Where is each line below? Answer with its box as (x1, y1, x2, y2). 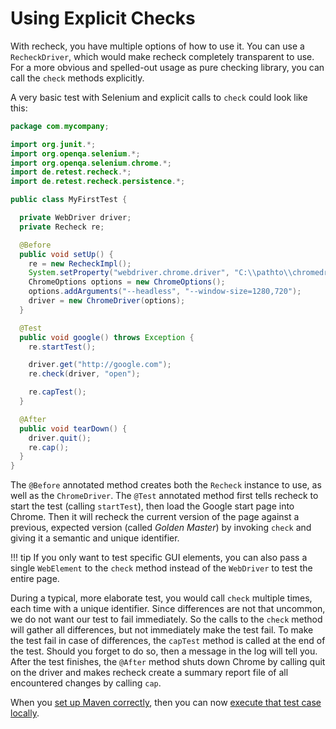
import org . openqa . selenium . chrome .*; (10, 158, 172, 168)
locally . (10, 707, 40, 719)
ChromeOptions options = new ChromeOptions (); (28, 277, 226, 287)
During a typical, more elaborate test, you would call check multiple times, (10, 592, 313, 604)
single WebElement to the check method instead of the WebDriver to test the (10, 562, 313, 574)
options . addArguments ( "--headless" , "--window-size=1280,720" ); (28, 287, 302, 297)
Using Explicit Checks (10, 7, 196, 30)
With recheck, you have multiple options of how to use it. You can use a (10, 40, 305, 52)
